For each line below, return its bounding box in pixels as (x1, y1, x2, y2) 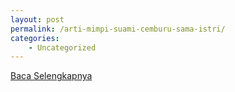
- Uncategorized (28, 42, 97, 53)
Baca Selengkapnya (10, 70, 93, 82)
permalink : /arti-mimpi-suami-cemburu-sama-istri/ (10, 24, 226, 34)
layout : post (10, 14, 65, 25)
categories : (10, 33, 60, 43)
